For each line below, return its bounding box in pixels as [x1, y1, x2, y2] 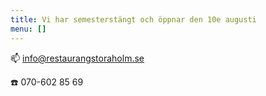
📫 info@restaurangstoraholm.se [10, 52, 145, 64]
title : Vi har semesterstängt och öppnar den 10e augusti [10, 14, 257, 25]
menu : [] [10, 24, 47, 34]
